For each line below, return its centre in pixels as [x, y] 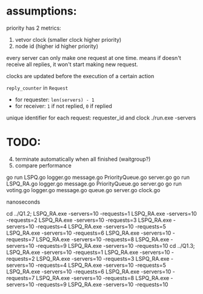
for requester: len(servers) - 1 [55, 99]
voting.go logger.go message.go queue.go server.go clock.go [83, 190]
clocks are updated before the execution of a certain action [80, 76]
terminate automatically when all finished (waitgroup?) [83, 159]
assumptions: [42, 11]
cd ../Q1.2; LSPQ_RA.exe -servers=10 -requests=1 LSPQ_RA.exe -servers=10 [101, 213]
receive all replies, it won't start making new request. [72, 64]
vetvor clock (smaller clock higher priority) [68, 39]
